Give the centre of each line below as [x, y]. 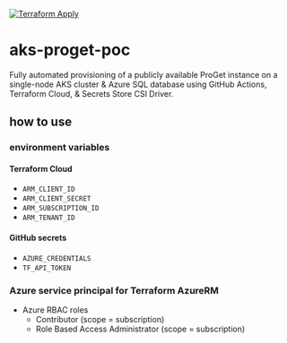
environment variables [60, 148]
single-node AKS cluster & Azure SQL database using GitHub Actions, [138, 84]
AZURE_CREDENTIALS [57, 258]
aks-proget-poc [70, 50]
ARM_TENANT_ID [48, 218]
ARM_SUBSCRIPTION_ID [61, 209]
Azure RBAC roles [55, 310]
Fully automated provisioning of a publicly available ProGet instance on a [143, 74]
